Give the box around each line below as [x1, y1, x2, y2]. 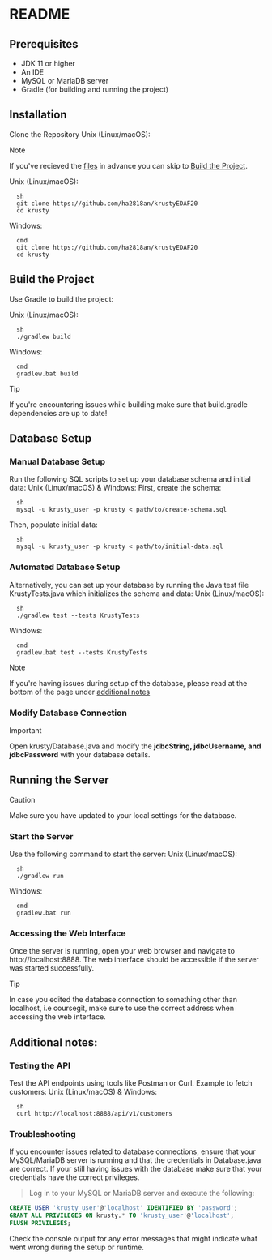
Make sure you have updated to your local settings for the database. [9, 810, 237, 820]
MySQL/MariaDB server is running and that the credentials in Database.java [9, 1155, 261, 1165]
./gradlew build [16, 332, 71, 341]
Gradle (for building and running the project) [20, 84, 169, 94]
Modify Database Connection [9, 707, 128, 718]
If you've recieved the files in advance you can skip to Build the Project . [9, 161, 248, 170]
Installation [9, 108, 67, 122]
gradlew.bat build [16, 370, 79, 378]
